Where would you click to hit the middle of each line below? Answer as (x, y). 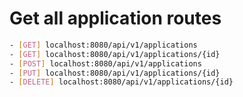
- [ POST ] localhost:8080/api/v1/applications (105, 63)
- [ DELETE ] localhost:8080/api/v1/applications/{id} (121, 82)
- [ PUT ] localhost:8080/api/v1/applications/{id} (115, 73)
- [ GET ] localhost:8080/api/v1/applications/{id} (115, 54)
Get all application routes (115, 18)
